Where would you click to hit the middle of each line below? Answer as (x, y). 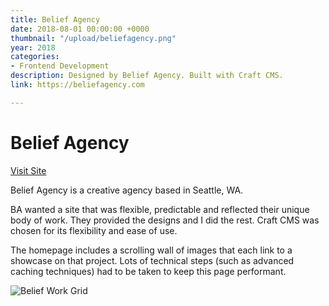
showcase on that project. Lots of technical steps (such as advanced (152, 260)
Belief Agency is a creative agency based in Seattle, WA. (127, 190)
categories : (35, 57)
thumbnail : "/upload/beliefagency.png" (93, 38)
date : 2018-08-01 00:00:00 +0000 (80, 29)
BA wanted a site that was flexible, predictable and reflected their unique (160, 209)
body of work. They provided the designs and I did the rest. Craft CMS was (165, 220)
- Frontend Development (60, 66)
